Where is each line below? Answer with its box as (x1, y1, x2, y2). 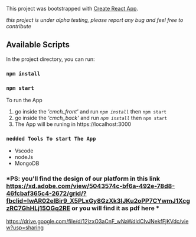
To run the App (6, 97, 43, 104)
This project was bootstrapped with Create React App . (6, 5, 139, 12)
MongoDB (14, 160, 40, 167)
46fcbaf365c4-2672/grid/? (6, 189, 87, 197)
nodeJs (14, 154, 34, 161)
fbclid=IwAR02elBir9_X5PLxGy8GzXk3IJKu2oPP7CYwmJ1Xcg (6, 197, 191, 205)
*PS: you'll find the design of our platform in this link (6, 174, 161, 183)
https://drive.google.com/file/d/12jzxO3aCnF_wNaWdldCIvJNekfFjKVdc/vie (6, 217, 189, 225)
